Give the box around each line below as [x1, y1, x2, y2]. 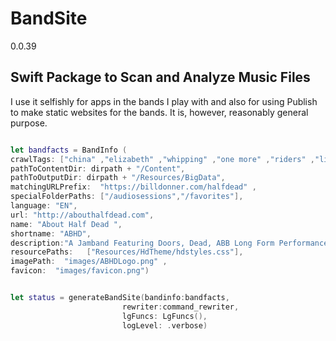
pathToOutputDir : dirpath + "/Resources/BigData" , [10, 173, 226, 183]
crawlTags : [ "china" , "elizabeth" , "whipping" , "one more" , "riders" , [10, 154, 316, 164]
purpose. [10, 117, 48, 129]
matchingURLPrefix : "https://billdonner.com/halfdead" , [10, 182, 257, 192]
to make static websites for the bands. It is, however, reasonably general [10, 106, 309, 118]
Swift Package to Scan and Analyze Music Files [10, 69, 311, 86]
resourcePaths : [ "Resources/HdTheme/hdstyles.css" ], [10, 247, 244, 257]
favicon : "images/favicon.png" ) [10, 266, 150, 276]
